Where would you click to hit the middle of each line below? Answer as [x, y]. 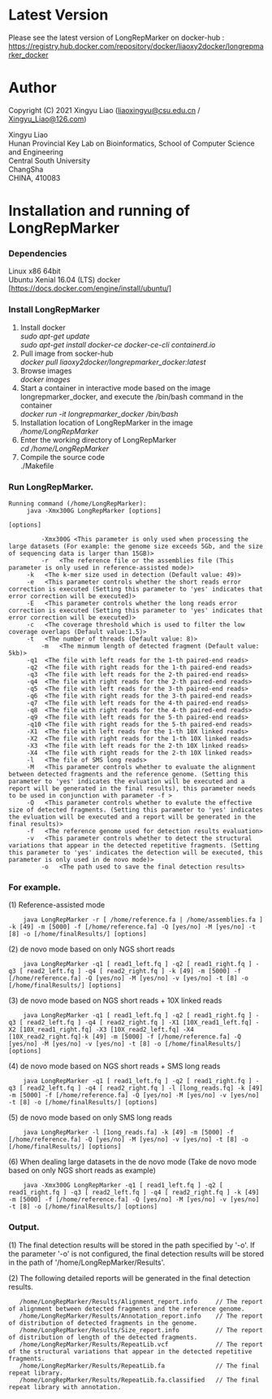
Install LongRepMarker [54, 309]
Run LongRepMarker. [51, 487]
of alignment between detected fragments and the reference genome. [127, 1309]
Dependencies [38, 253]
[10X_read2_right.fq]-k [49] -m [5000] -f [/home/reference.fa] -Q [125, 1037]
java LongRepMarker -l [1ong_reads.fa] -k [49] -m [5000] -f [128, 1133]
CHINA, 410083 [35, 177]
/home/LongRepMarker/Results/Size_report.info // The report [141, 1330]
